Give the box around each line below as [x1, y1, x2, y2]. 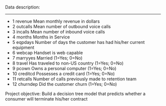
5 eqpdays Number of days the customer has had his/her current [12, 39, 145, 45]
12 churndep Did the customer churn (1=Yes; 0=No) [12, 81, 117, 87]
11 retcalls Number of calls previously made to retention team [12, 76, 137, 82]
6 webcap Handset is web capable [12, 50, 83, 56]
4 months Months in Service [12, 34, 70, 40]
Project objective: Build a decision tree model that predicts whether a [5, 91, 146, 97]
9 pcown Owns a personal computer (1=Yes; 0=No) [12, 66, 117, 71]
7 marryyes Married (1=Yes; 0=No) [12, 55, 83, 61]
